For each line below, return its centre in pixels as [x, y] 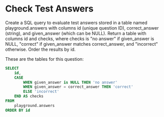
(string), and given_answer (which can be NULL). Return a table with [76, 33]
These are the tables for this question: [44, 59]
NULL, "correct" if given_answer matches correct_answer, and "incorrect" [81, 44]
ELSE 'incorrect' [41, 92]
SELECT [12, 68]
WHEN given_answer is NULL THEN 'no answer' [70, 82]
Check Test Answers [49, 9]
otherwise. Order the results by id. [41, 49]
